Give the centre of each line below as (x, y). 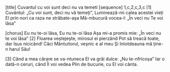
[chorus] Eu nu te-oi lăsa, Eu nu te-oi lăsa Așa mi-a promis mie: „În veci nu (83, 33)
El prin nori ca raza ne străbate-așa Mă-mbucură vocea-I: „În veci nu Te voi (84, 18)
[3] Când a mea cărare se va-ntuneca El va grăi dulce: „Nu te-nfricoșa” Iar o (85, 59)
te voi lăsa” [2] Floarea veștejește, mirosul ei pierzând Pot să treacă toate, (82, 38)
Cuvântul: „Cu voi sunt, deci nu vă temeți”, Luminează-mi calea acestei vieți (84, 13)
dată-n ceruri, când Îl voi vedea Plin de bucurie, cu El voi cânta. (72, 64)
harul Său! (20, 49)
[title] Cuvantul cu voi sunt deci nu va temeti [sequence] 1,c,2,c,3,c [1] (78, 7)
